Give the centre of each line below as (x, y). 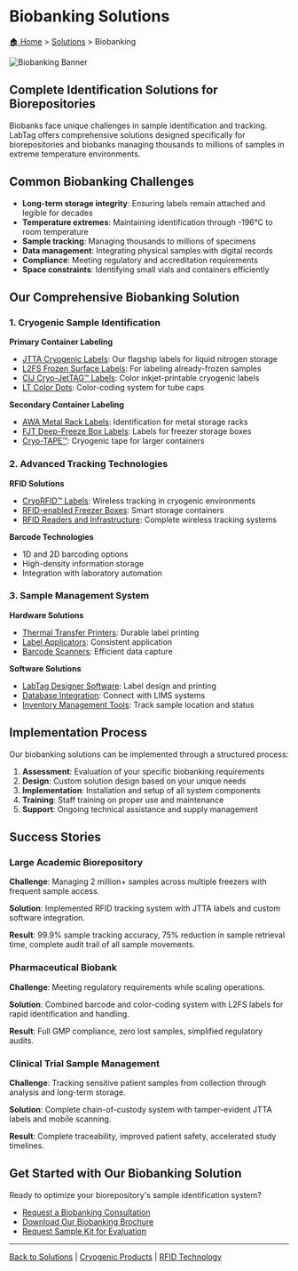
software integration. (47, 918)
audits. (21, 1040)
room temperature (55, 231)
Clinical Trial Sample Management (84, 1063)
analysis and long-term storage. (67, 1092)
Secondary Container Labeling (67, 405)
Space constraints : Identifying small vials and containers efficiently (145, 269)
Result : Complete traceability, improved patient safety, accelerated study (143, 1136)
